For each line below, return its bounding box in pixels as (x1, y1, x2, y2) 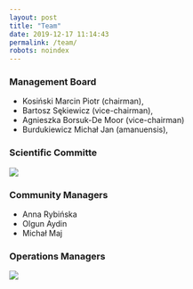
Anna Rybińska (21, 209, 77, 219)
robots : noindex (9, 46, 69, 55)
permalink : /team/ (9, 37, 77, 47)
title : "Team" (9, 21, 62, 30)
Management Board (9, 76, 97, 88)
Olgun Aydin (21, 219, 68, 229)
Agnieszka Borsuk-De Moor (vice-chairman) (21, 115, 185, 126)
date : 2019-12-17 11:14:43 (9, 29, 109, 38)
